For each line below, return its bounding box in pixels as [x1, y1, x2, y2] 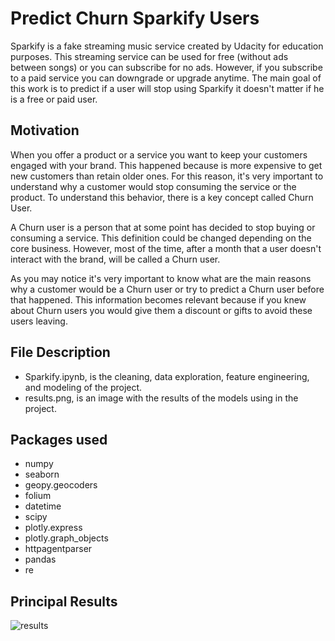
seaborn [24, 468, 60, 481]
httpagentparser [24, 543, 93, 555]
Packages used [10, 431, 108, 448]
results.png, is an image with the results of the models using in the [24, 392, 299, 404]
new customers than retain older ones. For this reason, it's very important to [10, 170, 324, 182]
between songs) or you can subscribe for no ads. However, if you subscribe [10, 61, 323, 73]
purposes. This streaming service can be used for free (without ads [10, 50, 289, 62]
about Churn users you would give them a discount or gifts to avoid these [10, 304, 313, 316]
